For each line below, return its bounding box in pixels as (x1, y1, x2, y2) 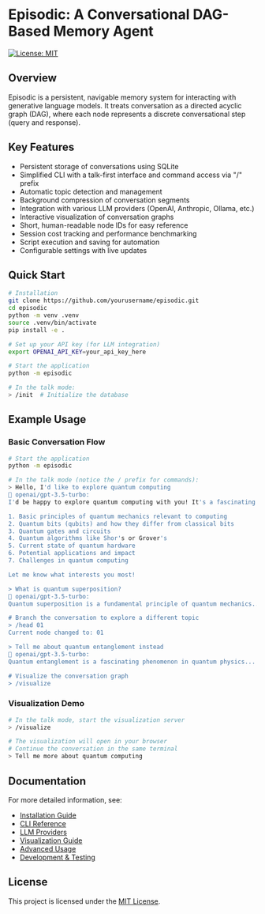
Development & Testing (19, 852, 96, 862)
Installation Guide (19, 810, 77, 820)
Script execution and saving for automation (19, 237, 160, 247)
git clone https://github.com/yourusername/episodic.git (8, 296, 200, 305)
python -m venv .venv (8, 312, 80, 319)
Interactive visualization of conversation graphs (19, 212, 174, 221)
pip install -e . (8, 326, 65, 334)
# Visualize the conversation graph (8, 672, 129, 680)
